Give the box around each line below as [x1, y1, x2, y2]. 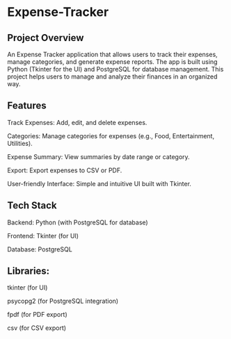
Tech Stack [7, 199, 57, 212]
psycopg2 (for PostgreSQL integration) [7, 297, 119, 306]
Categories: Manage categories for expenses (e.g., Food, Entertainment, [7, 131, 214, 140]
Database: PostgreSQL [7, 245, 73, 254]
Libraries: [7, 265, 50, 277]
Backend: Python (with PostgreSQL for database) [7, 218, 148, 226]
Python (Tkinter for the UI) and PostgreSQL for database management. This [7, 65, 224, 73]
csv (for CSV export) [7, 324, 67, 332]
